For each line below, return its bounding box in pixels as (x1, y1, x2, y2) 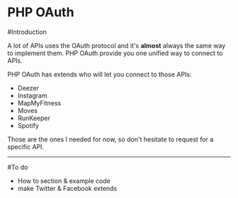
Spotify (17, 121, 39, 129)
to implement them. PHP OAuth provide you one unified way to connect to (7, 49, 223, 57)
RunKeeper (17, 114, 51, 122)
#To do (7, 163, 28, 171)
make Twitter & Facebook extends (17, 184, 118, 192)
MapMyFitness (17, 98, 62, 107)
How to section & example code (17, 176, 111, 185)
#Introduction (7, 28, 47, 36)
